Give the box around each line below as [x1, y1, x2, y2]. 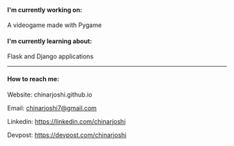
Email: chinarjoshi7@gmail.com [7, 104, 97, 112]
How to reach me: [7, 75, 59, 83]
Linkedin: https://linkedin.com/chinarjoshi [7, 117, 126, 125]
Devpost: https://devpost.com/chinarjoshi [7, 131, 127, 139]
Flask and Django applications [7, 52, 94, 60]
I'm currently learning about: [7, 37, 93, 45]
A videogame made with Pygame [7, 21, 102, 29]
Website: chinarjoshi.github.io [7, 90, 93, 99]
